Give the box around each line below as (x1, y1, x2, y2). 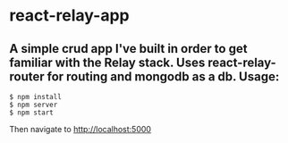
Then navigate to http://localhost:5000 (9, 124, 152, 134)
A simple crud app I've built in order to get (9, 41, 248, 56)
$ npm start (9, 108, 54, 117)
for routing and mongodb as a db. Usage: (47, 69, 280, 84)
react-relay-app (9, 5, 130, 26)
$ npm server (9, 100, 58, 109)
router (9, 69, 45, 84)
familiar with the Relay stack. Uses (9, 55, 206, 70)
